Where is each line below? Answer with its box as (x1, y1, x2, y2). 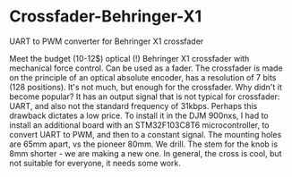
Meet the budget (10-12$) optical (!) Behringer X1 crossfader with (9, 53, 250, 63)
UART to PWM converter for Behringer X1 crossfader (9, 36, 204, 46)
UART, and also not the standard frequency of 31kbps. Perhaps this (9, 100, 258, 111)
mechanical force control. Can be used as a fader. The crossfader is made (9, 63, 284, 73)
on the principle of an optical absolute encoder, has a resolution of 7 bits (9, 72, 277, 82)
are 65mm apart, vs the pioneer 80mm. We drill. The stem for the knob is (9, 139, 279, 149)
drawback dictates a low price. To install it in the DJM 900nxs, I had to (9, 110, 269, 121)
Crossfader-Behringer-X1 (9, 6, 202, 27)
